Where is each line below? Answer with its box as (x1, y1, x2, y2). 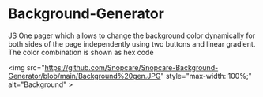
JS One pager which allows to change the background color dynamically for (8, 31, 256, 40)
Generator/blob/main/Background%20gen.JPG (8, 71, 161, 80)
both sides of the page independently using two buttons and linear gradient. (8, 39, 256, 48)
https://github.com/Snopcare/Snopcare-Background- (44, 62, 219, 72)
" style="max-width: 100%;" (160, 71, 252, 80)
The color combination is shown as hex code (8, 47, 154, 57)
